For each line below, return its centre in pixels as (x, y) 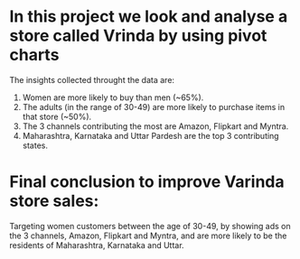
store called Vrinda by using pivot (138, 36)
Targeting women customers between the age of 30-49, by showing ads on (150, 226)
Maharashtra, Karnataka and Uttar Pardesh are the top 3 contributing (150, 135)
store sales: (54, 201)
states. (35, 145)
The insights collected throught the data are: (92, 79)
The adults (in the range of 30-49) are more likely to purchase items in (154, 106)
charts (34, 55)
